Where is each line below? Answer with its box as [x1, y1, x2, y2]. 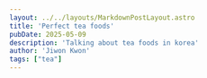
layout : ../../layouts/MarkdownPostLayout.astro [9, 13, 195, 22]
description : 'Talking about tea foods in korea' [9, 38, 200, 48]
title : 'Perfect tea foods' [9, 22, 115, 30]
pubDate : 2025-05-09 [9, 30, 87, 39]
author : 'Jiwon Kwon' [9, 47, 91, 56]
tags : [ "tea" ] [9, 55, 63, 64]
